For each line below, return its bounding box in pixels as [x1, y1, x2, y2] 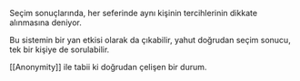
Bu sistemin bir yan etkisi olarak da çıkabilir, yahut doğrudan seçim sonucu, [9, 35, 291, 45]
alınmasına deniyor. [9, 17, 82, 28]
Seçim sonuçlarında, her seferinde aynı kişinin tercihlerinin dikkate [9, 8, 257, 18]
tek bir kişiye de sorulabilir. [9, 44, 110, 55]
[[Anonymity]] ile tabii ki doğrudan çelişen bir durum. [9, 62, 207, 72]
